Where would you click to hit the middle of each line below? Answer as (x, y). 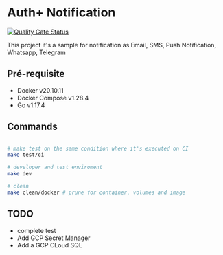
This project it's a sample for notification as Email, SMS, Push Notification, (112, 45)
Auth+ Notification (61, 13)
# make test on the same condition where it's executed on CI (98, 148)
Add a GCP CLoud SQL (49, 245)
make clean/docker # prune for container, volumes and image (96, 192)
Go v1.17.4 (31, 105)
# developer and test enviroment (55, 167)
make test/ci (26, 155)
